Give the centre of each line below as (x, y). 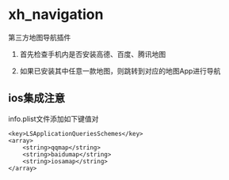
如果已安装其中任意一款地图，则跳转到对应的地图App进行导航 (120, 71)
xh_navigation (56, 15)
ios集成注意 (37, 98)
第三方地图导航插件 (40, 37)
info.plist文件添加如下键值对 (53, 118)
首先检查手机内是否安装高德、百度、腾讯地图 (93, 54)
